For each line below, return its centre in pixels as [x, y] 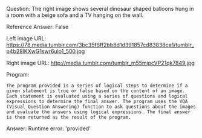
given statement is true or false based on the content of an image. [96, 91]
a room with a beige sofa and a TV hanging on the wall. [75, 15]
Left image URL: [26, 38]
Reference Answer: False [37, 27]
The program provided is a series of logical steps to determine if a [97, 86]
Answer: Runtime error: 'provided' [48, 128]
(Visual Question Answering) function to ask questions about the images [101, 107]
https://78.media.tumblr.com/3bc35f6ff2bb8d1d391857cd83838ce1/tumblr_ [100, 45]
